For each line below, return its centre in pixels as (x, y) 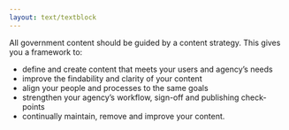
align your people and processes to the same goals (115, 88)
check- (254, 97)
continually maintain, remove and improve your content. (123, 116)
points (34, 106)
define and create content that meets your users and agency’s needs (147, 69)
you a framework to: (46, 52)
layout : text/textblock (53, 17)
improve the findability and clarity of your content (112, 78)
